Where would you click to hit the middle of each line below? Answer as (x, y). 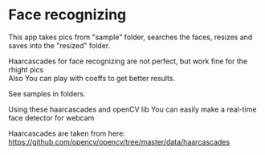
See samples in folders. (47, 93)
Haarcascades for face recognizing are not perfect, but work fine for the (128, 61)
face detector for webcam (51, 117)
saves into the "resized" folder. (59, 45)
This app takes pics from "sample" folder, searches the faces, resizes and (130, 37)
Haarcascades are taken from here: (67, 133)
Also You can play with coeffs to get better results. (92, 78)
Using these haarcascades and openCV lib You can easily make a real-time (132, 109)
